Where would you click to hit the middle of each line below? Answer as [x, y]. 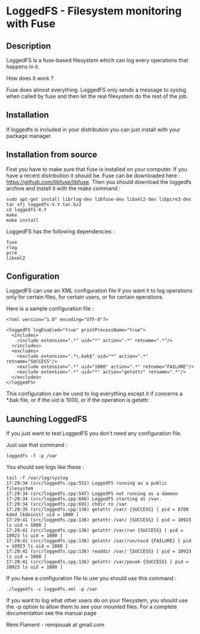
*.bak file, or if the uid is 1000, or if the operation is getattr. [78, 400]
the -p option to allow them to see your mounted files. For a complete [92, 607]
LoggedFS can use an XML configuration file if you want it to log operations [99, 291]
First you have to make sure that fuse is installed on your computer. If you [97, 169]
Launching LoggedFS [47, 419]
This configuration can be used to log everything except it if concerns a [95, 394]
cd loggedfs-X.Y [26, 210]
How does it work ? [30, 78]
